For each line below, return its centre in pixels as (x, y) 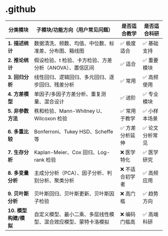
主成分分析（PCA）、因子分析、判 (73, 173)
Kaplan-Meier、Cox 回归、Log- (72, 152)
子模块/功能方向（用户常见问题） (75, 30)
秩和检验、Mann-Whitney (65, 111)
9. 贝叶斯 (18, 193)
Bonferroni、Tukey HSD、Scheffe (74, 131)
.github (20, 9)
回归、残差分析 (57, 85)
